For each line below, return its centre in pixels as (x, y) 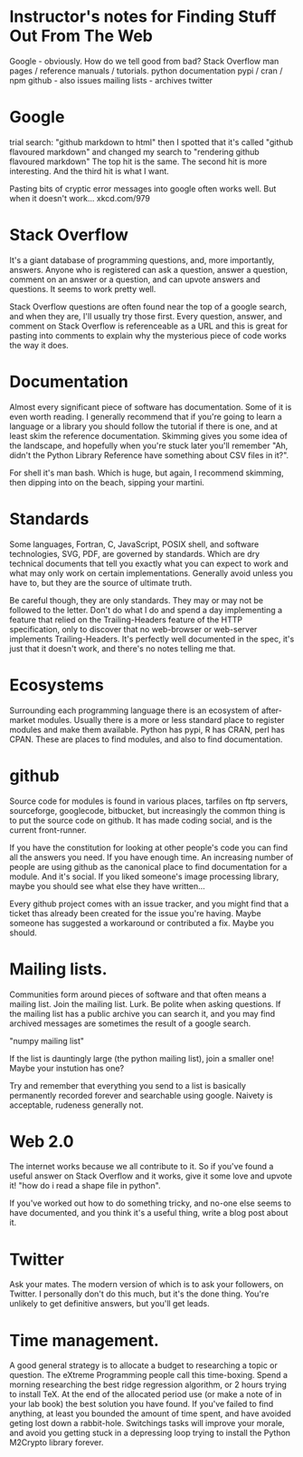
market (23, 719)
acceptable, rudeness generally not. (76, 1105)
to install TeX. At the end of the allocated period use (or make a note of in (146, 1394)
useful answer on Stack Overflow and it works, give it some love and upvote (151, 1176)
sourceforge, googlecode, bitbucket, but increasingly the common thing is (147, 810)
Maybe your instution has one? (67, 1068)
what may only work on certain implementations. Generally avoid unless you (151, 572)
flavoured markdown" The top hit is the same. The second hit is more (138, 161)
